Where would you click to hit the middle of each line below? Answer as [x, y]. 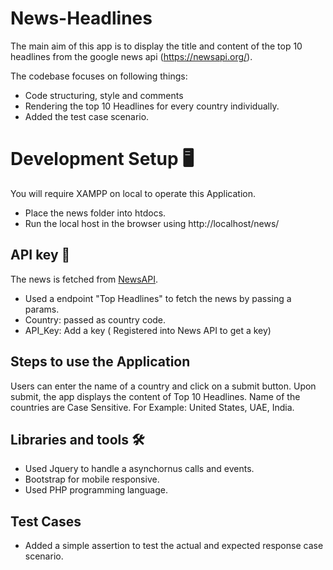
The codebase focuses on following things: [99, 76]
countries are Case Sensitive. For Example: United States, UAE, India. [152, 407]
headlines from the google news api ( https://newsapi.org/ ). [131, 56]
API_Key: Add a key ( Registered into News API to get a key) [148, 330]
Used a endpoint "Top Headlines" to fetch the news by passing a [158, 298]
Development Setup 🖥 [102, 159]
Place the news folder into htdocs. [95, 213]
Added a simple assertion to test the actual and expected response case [174, 546]
